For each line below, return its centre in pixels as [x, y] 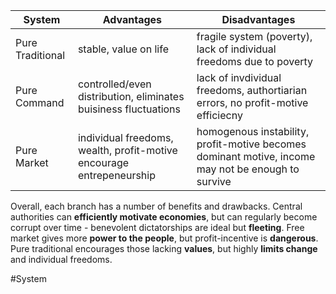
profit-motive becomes [251, 144]
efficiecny [219, 115]
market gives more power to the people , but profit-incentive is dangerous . [164, 238]
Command [40, 102]
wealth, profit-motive [127, 150]
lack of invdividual [239, 77]
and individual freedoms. [61, 259]
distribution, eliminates [131, 96]
